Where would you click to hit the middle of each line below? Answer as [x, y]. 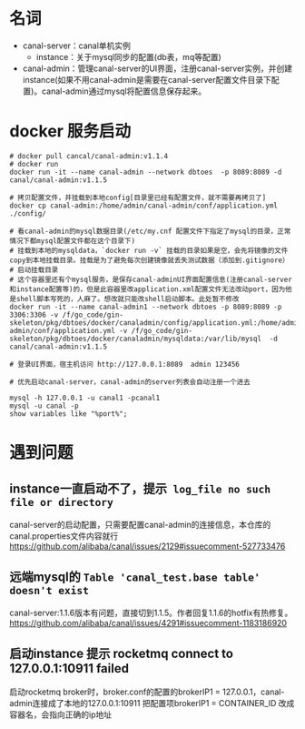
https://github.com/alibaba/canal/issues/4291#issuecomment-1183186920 [148, 623]
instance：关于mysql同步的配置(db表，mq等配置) [129, 56]
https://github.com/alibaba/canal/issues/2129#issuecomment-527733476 [148, 546]
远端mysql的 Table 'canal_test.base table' [135, 577]
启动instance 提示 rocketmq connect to [122, 654]
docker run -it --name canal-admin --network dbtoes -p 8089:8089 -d [146, 172]
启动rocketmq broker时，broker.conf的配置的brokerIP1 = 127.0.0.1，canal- [147, 692]
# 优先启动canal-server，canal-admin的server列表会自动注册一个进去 [130, 382]
